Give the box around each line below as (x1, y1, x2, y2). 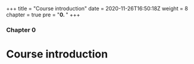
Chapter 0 (6, 26, 36, 34)
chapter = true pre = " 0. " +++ (6, 11, 80, 18)
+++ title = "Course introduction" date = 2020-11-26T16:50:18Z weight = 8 (6, 5, 189, 12)
